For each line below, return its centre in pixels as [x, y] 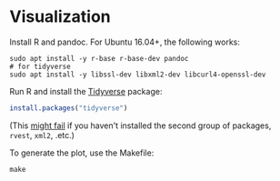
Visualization [60, 17]
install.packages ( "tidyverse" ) [69, 108]
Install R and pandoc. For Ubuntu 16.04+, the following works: [125, 42]
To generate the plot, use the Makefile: [82, 153]
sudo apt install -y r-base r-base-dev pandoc [99, 58]
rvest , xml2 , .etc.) [42, 135]
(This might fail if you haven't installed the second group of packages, [140, 126]
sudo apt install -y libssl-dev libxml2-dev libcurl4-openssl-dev [138, 75]
